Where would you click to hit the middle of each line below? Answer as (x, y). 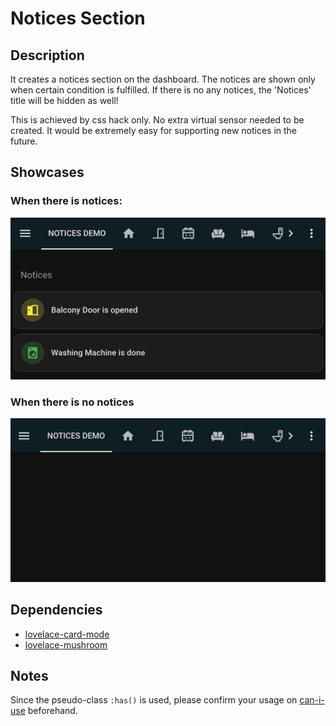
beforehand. (52, 711)
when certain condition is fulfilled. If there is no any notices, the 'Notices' (161, 90)
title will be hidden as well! (64, 100)
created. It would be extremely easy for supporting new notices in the (154, 130)
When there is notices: (66, 201)
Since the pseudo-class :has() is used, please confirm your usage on (154, 700)
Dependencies (56, 610)
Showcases (47, 172)
